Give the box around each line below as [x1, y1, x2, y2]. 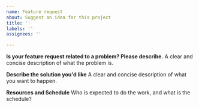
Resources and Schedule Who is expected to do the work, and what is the [6, 89, 191, 96]
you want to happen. [6, 78, 57, 85]
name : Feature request [6, 8, 63, 15]
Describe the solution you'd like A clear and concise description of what [6, 71, 187, 78]
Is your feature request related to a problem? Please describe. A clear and [6, 53, 193, 60]
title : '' [6, 20, 31, 26]
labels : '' [6, 25, 34, 32]
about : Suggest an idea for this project [6, 14, 111, 20]
